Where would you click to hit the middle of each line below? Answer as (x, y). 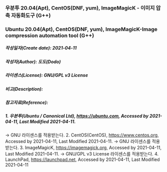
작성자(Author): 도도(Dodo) (33, 62)
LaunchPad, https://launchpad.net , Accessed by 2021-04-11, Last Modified (82, 159)
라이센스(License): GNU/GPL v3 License (47, 75)
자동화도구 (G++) (31, 15)
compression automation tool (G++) (50, 35)
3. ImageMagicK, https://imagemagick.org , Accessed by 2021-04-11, (91, 147)
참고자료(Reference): (27, 102)
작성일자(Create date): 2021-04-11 (41, 48)
